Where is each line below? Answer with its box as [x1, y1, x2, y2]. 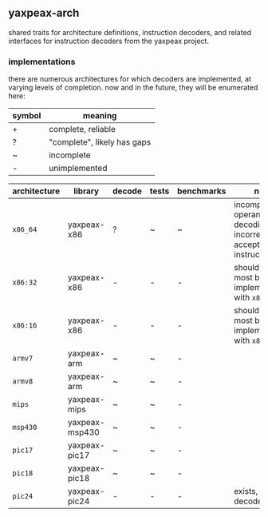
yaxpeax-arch [8, 6, 80, 20]
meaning [82, 110, 117, 121]
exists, [234, 486, 258, 497]
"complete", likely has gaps [49, 137, 152, 148]
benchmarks [176, 185, 227, 197]
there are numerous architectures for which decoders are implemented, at [8, 74, 251, 84]
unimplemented [49, 163, 108, 174]
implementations [8, 56, 76, 67]
